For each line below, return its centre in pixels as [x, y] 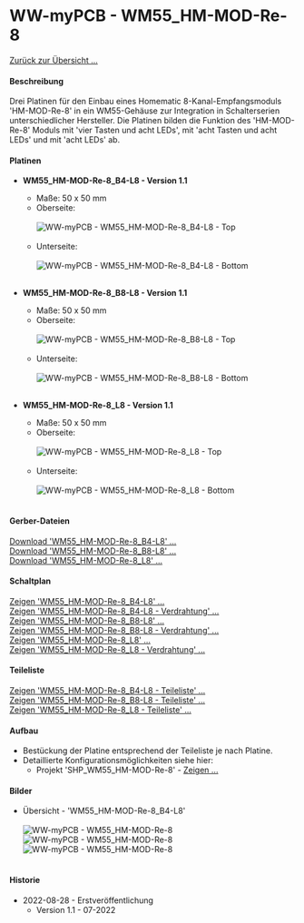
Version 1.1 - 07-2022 [76, 909]
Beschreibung [36, 81]
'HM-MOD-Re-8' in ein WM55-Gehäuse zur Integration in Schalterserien [145, 111]
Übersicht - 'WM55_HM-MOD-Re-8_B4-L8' [104, 811]
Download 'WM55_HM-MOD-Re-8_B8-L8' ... [93, 551]
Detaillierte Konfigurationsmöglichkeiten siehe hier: [118, 761]
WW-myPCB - [64, 16]
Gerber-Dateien [40, 520]
